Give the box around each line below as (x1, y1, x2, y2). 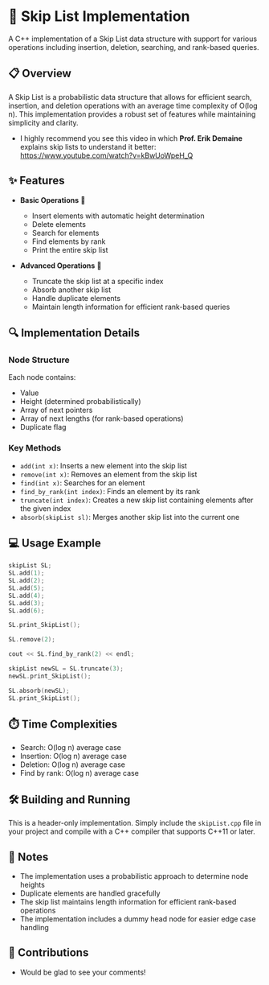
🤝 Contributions (8, 946, 89, 960)
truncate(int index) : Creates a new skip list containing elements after (19, 495, 254, 505)
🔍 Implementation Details (8, 326, 141, 340)
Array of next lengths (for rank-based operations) (19, 414, 184, 423)
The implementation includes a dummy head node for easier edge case (19, 914, 256, 924)
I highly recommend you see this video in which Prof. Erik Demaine (19, 133, 243, 143)
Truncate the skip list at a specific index (31, 276, 164, 286)
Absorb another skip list (31, 285, 112, 295)
